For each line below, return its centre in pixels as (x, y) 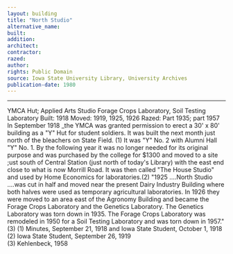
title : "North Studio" (40, 20)
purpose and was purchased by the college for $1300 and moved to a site (113, 155)
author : (18, 65)
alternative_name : (34, 26)
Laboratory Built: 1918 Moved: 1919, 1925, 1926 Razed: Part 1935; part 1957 (113, 118)
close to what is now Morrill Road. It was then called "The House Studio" (111, 170)
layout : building (32, 14)
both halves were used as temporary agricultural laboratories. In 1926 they (113, 192)
